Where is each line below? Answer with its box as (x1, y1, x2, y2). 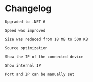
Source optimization (5, 45, 48, 50)
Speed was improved (5, 28, 46, 33)
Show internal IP (5, 63, 41, 68)
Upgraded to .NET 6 (5, 19, 46, 24)
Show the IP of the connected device (5, 54, 84, 59)
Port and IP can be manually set (5, 72, 75, 77)
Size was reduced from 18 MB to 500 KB (5, 37, 88, 42)
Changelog (5, 3, 52, 14)
